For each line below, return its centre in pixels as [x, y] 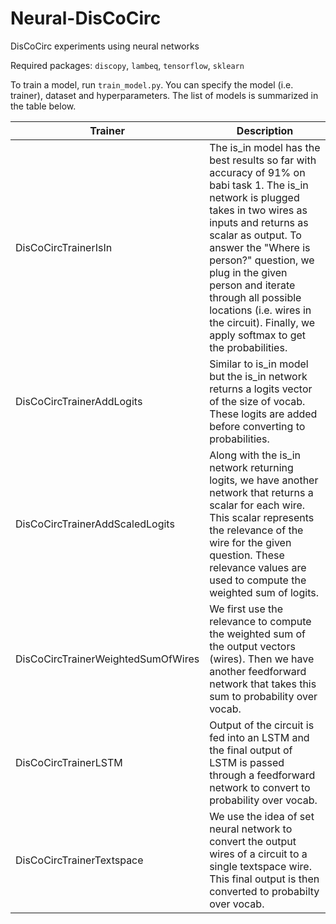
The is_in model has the [265, 147]
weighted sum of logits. [264, 592]
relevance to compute [260, 621]
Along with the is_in [255, 455]
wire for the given [250, 542]
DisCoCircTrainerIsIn [64, 247]
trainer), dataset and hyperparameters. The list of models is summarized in [164, 95]
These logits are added [263, 414]
